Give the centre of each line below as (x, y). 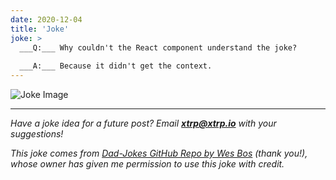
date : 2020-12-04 (46, 19)
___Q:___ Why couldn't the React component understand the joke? (158, 47)
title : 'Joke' (40, 29)
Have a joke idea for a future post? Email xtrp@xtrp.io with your (143, 123)
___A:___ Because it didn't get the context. (116, 66)
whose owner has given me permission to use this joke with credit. (147, 164)
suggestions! (37, 134)
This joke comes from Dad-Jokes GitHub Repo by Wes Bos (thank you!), (159, 153)
